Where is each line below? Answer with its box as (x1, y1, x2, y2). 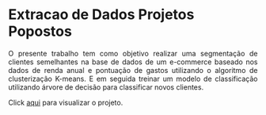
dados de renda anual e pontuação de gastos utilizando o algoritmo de (8, 65, 258, 75)
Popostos (8, 22, 73, 40)
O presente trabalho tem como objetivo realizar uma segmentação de (8, 48, 258, 58)
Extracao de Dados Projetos (8, 6, 195, 24)
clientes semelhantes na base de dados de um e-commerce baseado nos (8, 57, 258, 67)
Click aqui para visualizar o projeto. (8, 98, 123, 107)
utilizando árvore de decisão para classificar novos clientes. (8, 82, 204, 92)
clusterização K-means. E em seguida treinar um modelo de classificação (8, 74, 258, 83)
